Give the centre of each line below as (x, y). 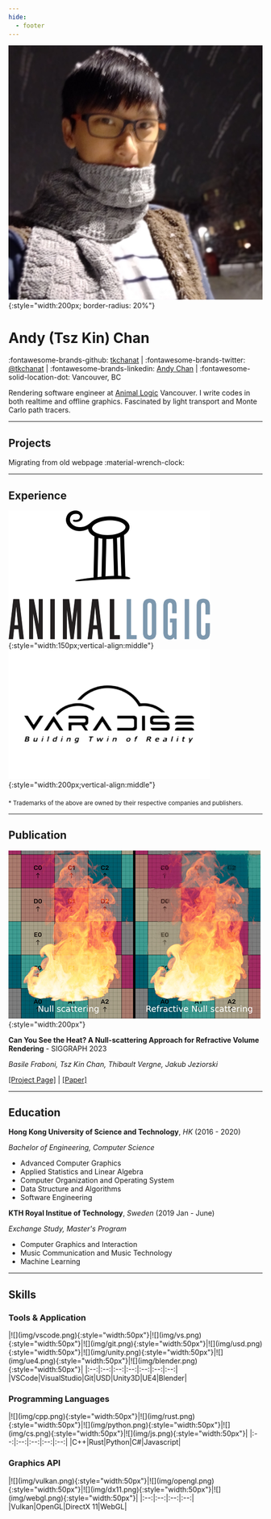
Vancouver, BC (96, 377)
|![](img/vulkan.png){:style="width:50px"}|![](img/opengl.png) (112, 1480)
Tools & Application (47, 1317)
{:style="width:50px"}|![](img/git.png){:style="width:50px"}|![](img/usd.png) (135, 1344)
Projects (30, 443)
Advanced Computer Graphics (71, 1163)
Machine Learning (50, 1262)
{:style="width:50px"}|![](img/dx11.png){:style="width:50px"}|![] (115, 1489)
